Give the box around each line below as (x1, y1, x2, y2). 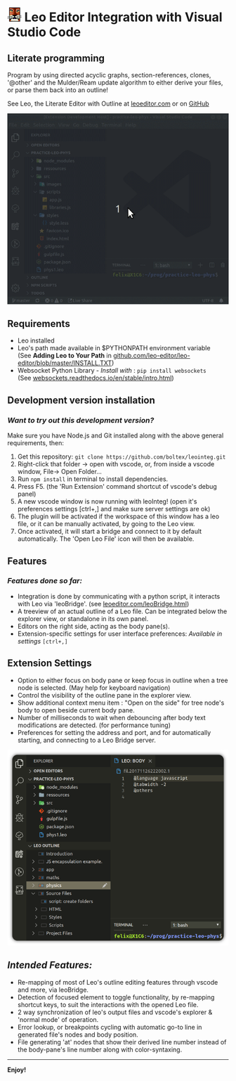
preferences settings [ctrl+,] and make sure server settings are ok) (17, 505, 211, 513)
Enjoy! (7, 1066, 27, 1074)
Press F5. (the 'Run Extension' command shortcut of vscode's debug (17, 482, 218, 491)
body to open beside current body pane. (17, 705, 135, 714)
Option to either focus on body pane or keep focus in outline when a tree (17, 676, 228, 684)
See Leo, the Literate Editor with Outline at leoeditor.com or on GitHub (7, 99, 209, 108)
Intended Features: (7, 959, 93, 971)
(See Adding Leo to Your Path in (17, 352, 112, 360)
